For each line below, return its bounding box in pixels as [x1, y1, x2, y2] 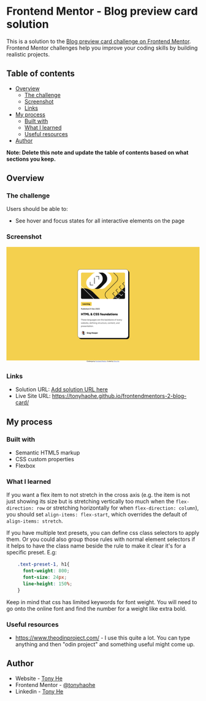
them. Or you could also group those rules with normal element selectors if [6, 535, 196, 543]
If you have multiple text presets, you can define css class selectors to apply [6, 529, 200, 537]
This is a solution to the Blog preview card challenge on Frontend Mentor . [6, 37, 191, 45]
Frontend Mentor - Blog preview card [6, 4, 198, 18]
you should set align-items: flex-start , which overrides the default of [6, 511, 188, 518]
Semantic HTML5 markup [15, 449, 80, 456]
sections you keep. [6, 155, 56, 163]
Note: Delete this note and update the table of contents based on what [6, 148, 189, 156]
